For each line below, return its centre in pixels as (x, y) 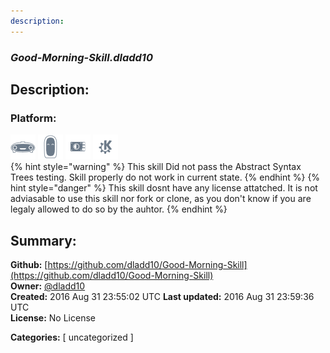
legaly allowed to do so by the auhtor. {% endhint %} (119, 209)
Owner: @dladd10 (48, 286)
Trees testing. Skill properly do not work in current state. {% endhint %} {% (165, 177)
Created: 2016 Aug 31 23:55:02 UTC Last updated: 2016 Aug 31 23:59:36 (162, 297)
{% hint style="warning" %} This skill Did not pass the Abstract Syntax (156, 167)
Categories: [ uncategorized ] (72, 337)
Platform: (33, 118)
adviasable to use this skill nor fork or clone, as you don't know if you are (161, 199)
